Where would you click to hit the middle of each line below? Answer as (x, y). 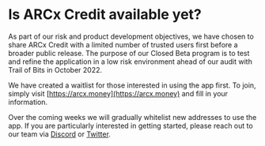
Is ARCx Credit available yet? (105, 15)
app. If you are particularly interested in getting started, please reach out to (131, 125)
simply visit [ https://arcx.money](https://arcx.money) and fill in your (118, 93)
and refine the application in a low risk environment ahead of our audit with (131, 62)
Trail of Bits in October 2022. (55, 69)
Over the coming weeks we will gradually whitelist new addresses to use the (132, 117)
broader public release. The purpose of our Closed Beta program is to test (129, 53)
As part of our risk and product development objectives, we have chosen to (131, 36)
